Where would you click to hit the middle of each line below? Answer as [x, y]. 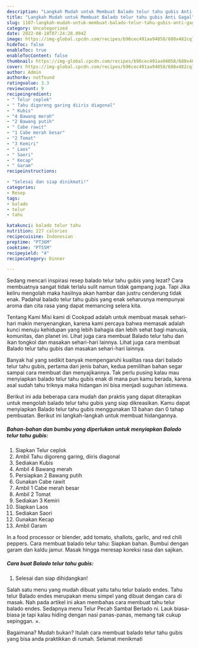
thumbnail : [20, 61]
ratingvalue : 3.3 [28, 83]
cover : [15, 67]
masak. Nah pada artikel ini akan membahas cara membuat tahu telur [91, 602]
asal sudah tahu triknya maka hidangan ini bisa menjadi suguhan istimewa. [97, 385]
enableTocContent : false [37, 56]
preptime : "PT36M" [29, 242]
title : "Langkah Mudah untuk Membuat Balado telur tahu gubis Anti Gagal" [101, 17]
